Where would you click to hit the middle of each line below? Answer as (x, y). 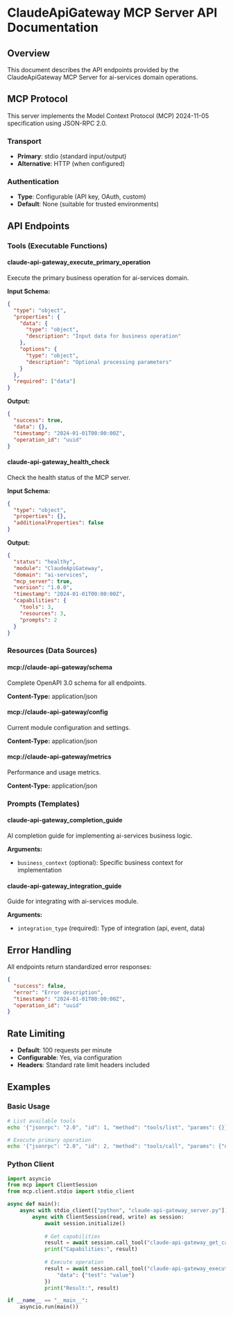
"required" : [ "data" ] (45, 381)
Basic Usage (29, 1107)
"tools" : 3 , (37, 607)
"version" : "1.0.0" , (43, 588)
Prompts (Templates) (43, 804)
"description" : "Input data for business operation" (103, 336)
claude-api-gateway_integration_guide (64, 886)
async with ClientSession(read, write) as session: (109, 1217)
